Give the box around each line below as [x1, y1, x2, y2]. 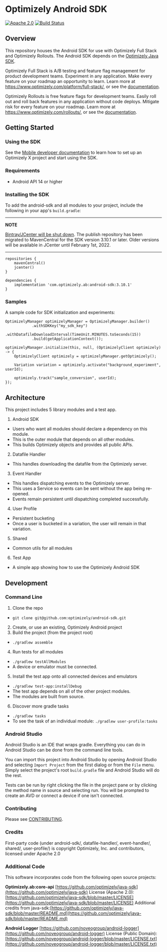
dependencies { [5, 278, 37, 283]
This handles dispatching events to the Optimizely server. [12, 480, 130, 486]
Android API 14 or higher [12, 178, 63, 184]
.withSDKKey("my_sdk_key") [31, 323, 88, 328]
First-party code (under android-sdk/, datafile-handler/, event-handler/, [5, 840, 151, 846]
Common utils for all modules [12, 545, 73, 551]
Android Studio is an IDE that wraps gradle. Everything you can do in [5, 742, 146, 748]
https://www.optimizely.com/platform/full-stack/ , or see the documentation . [5, 83, 160, 89]
